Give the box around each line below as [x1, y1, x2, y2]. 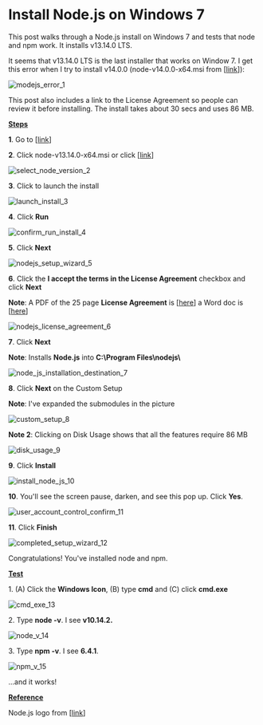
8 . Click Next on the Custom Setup [8, 383, 123, 392]
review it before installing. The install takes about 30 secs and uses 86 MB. [8, 104, 254, 113]
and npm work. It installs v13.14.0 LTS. [8, 40, 133, 49]
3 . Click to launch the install [8, 181, 100, 191]
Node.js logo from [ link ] [8, 707, 86, 717]
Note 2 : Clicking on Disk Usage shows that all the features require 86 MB [8, 429, 249, 439]
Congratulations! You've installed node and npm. [8, 553, 168, 563]
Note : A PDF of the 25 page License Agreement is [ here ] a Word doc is [8, 297, 244, 307]
